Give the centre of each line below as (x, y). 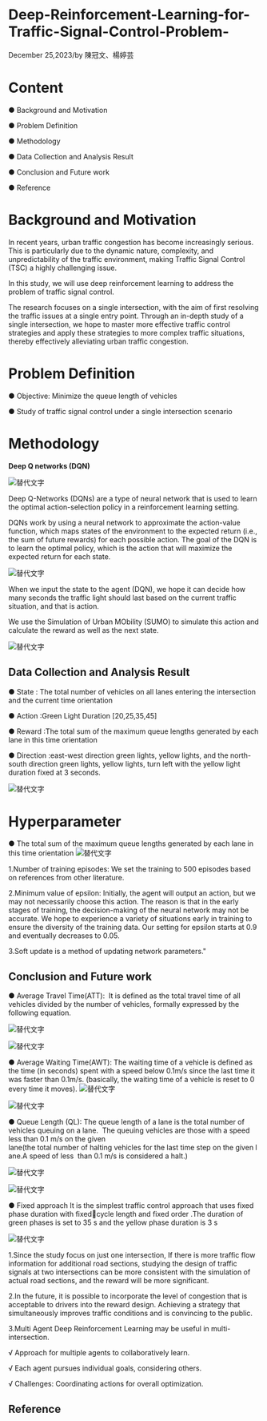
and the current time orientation (61, 700)
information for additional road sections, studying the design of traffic (123, 1264)
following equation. (40, 1013)
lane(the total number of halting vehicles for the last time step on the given (131, 1148)
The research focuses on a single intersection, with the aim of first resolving (133, 307)
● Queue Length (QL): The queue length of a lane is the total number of (127, 1122)
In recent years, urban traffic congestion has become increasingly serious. (131, 242)
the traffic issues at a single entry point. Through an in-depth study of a (126, 316)
